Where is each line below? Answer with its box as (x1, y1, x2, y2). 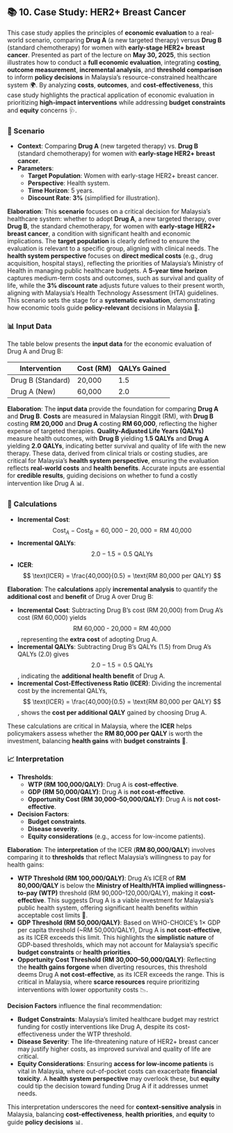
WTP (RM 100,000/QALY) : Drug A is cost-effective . (27, 780, 179, 789)
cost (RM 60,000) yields (17, 613, 87, 621)
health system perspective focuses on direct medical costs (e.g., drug (7, 252, 214, 260)
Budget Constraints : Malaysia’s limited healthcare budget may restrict (17, 1014, 219, 1024)
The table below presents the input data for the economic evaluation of (7, 340, 212, 348)
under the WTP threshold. (58, 1030, 132, 1038)
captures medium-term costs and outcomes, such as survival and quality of (7, 274, 224, 282)
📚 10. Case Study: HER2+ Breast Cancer (7, 6, 186, 18)
